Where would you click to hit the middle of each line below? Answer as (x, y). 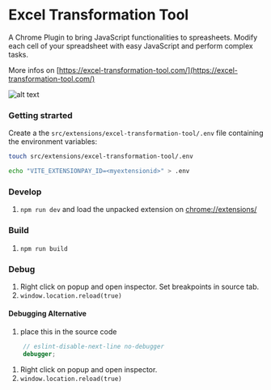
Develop (25, 192)
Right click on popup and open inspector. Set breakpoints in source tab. (140, 286)
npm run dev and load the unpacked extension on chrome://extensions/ (138, 210)
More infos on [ (34, 70)
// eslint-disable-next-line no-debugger (93, 347)
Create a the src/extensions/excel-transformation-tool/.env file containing (136, 133)
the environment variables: (53, 142)
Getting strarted (40, 115)
